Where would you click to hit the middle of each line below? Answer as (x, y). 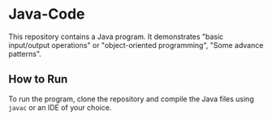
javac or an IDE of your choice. (60, 107)
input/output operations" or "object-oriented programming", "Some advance (136, 45)
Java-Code (47, 14)
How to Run (38, 79)
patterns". (25, 54)
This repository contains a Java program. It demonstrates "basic (116, 36)
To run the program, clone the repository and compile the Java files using (131, 99)
